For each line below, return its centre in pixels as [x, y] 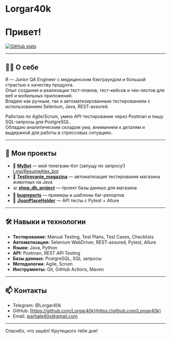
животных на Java [32, 182]
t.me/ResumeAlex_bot [36, 171]
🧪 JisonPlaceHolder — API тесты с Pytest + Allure [66, 200]
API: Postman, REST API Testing [46, 253]
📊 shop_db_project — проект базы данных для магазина [75, 188]
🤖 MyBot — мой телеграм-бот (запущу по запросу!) [69, 166]
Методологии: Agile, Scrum [42, 264]
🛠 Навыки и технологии [46, 222]
